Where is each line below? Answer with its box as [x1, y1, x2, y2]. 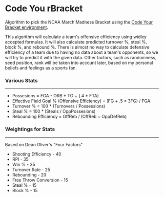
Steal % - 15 [12, 182, 37, 188]
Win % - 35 [12, 161, 36, 167]
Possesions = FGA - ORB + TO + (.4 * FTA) [12, 93, 99, 99]
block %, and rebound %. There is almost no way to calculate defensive [5, 44, 150, 50]
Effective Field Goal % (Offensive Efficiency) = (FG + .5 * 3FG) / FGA [12, 98, 150, 104]
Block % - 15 [12, 187, 38, 193]
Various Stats [5, 77, 38, 84]
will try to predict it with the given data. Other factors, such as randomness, [5, 54, 157, 60]
